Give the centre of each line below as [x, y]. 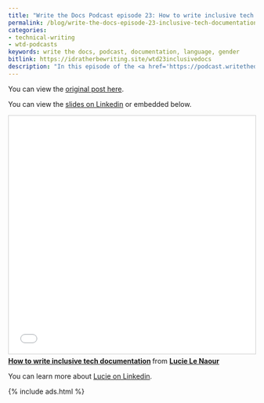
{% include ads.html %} [46, 391]
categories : [27, 30]
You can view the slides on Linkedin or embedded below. [100, 104]
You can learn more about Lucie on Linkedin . [80, 376]
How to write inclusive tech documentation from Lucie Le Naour [114, 361]
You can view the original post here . [66, 89]
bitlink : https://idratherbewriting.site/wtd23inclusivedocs [110, 60]
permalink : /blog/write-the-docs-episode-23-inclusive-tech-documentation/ [134, 23]
